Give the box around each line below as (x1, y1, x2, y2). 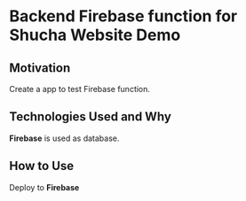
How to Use (9, 158, 75, 174)
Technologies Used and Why (9, 109, 171, 125)
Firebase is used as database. (9, 133, 120, 143)
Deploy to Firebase (9, 182, 80, 192)
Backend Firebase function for (9, 6, 238, 27)
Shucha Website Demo (9, 25, 181, 45)
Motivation (9, 60, 71, 75)
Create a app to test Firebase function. (9, 84, 151, 94)
